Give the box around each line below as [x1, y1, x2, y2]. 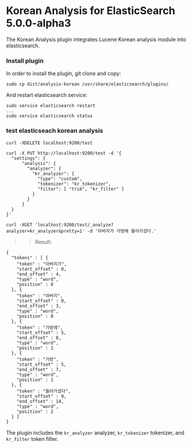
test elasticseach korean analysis [6, 127, 104, 135]
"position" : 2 [16, 408, 54, 415]
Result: [35, 238, 52, 245]
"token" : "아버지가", [16, 261, 67, 267]
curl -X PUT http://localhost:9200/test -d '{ [6, 150, 122, 156]
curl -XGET [6, 222, 33, 228]
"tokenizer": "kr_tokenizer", [37, 181, 111, 187]
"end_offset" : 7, [16, 367, 61, 373]
